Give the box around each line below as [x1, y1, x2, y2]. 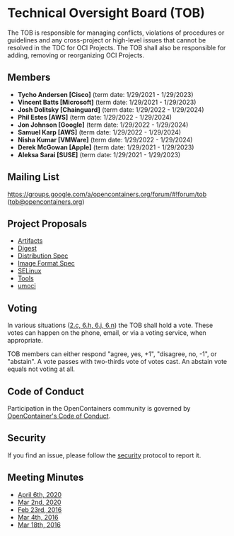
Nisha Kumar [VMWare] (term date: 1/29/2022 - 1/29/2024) [17, 135, 193, 144]
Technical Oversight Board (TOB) [7, 5, 205, 21]
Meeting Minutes [7, 472, 84, 484]
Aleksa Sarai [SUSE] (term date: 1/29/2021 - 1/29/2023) [17, 150, 181, 159]
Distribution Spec [17, 251, 69, 260]
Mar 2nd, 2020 [17, 498, 62, 506]
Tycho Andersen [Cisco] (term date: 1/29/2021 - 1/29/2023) [17, 90, 194, 98]
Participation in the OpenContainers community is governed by [7, 404, 191, 412]
